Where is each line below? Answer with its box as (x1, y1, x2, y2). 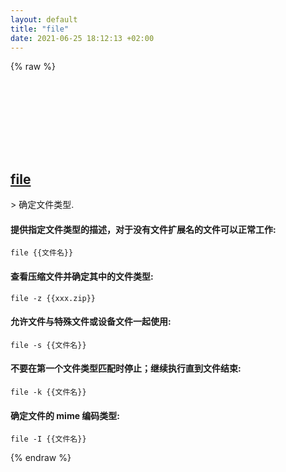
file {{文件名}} (10, 248, 74, 258)
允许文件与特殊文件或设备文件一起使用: (10, 316, 172, 328)
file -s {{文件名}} (10, 340, 87, 350)
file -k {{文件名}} (10, 387, 87, 397)
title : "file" (10, 24, 70, 34)
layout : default (10, 14, 78, 25)
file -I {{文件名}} (10, 434, 87, 445)
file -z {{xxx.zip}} (10, 293, 97, 303)
